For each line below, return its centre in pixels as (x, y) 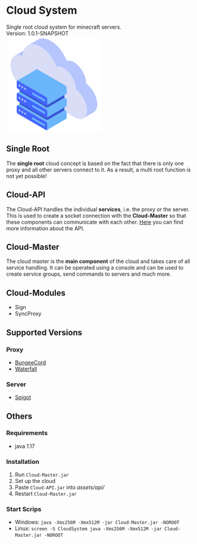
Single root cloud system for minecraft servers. (64, 27)
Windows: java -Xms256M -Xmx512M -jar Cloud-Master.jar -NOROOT (97, 522)
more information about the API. (45, 228)
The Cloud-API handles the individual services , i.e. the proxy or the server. (98, 209)
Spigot (23, 398)
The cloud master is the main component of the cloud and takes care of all (98, 261)
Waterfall (26, 369)
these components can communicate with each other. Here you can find (95, 222)
